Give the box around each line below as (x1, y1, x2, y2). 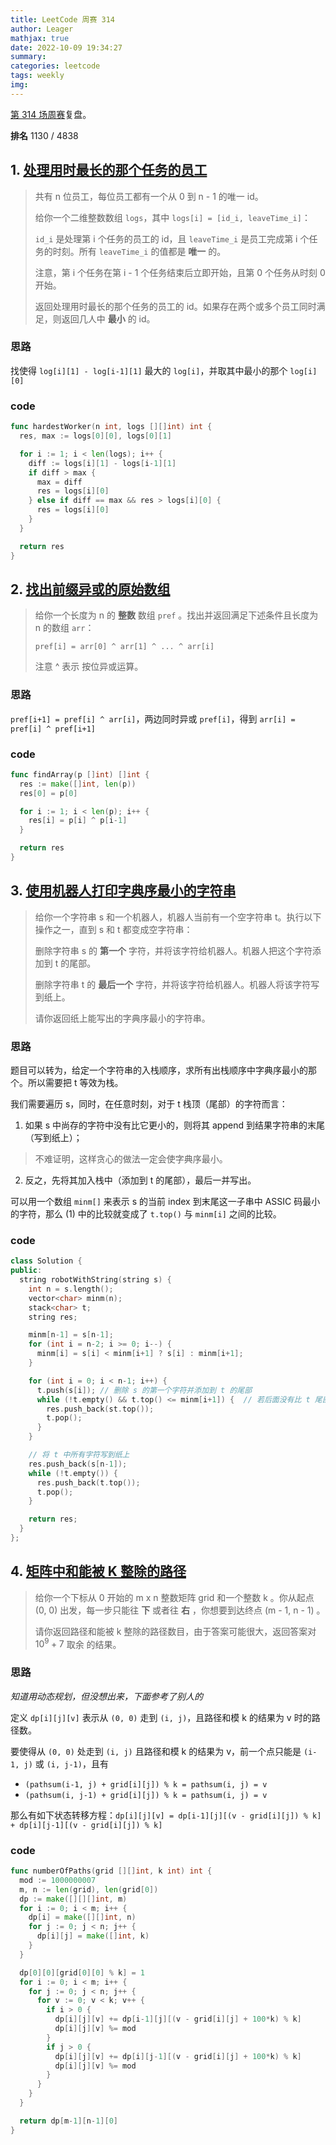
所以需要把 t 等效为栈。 (27, 1077, 124, 1089)
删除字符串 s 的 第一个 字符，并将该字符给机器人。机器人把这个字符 (34, 944, 313, 956)
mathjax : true (10, 33, 70, 43)
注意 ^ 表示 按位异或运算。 (34, 661, 144, 673)
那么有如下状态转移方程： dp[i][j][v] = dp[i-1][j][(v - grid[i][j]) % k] (10, 1809, 322, 1821)
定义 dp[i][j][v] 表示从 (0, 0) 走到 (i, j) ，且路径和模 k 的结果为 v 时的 (10, 1711, 312, 1723)
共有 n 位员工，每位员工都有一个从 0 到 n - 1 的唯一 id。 (34, 190, 264, 202)
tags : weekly (10, 71, 65, 81)
